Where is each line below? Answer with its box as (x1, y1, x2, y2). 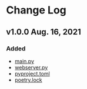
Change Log (6, 4, 66, 17)
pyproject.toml (14, 70, 50, 77)
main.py (14, 57, 34, 64)
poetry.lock (14, 76, 42, 83)
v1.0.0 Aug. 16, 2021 (6, 27, 81, 37)
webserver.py (14, 64, 48, 71)
